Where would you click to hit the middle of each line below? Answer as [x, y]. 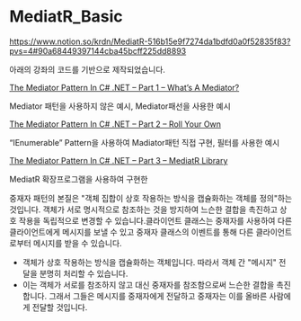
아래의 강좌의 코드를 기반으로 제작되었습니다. [88, 69]
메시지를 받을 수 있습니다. [78, 243]
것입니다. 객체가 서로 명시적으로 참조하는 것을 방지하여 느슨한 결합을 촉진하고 [144, 210]
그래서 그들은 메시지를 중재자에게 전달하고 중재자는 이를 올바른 [158, 296]
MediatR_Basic [66, 17]
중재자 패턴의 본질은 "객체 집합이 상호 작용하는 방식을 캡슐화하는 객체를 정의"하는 [151, 198]
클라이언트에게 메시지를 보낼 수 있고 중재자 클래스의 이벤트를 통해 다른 [132, 232]
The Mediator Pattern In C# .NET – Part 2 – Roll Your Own [115, 124]
